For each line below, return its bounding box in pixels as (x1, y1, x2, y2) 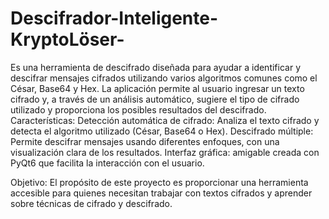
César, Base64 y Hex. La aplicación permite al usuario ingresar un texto (10, 82, 305, 94)
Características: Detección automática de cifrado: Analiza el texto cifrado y (10, 114, 320, 126)
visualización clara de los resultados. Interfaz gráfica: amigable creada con (10, 146, 320, 158)
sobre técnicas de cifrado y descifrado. (10, 197, 173, 209)
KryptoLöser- (10, 28, 125, 51)
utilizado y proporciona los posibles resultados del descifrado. (10, 103, 267, 116)
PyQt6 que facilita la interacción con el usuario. (10, 157, 205, 169)
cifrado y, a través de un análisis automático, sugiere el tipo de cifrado (10, 93, 300, 105)
